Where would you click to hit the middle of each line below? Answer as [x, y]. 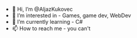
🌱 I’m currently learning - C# [47, 22]
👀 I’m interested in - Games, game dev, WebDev [72, 15]
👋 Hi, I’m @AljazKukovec [43, 9]
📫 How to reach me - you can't [51, 28]
